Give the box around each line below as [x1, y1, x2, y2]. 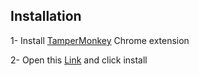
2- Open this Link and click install [10, 54, 148, 66]
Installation [10, 8, 82, 25]
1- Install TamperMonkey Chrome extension [10, 34, 190, 46]
